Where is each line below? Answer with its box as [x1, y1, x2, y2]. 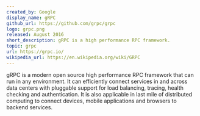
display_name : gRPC [6, 15, 56, 21]
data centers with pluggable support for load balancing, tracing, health [6, 84, 184, 92]
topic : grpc [6, 43, 37, 49]
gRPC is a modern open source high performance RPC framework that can [6, 71, 194, 78]
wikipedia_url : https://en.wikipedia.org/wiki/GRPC [6, 54, 140, 60]
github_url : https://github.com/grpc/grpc [6, 20, 116, 26]
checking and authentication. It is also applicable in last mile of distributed [6, 90, 193, 98]
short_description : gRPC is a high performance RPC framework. [6, 37, 171, 43]
